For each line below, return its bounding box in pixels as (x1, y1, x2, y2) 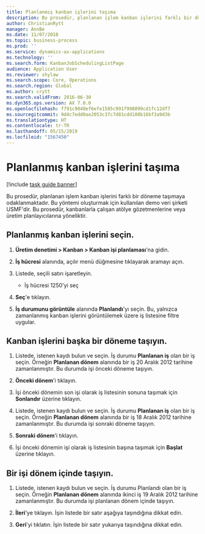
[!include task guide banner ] (6, 180, 77, 188)
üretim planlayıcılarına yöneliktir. (6, 212, 87, 219)
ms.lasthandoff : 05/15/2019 (6, 128, 78, 135)
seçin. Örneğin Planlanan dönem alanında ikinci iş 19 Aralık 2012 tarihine (15, 491, 198, 499)
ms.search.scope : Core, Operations (6, 77, 97, 83)
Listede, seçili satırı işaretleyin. (15, 270, 93, 277)
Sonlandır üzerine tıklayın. (15, 395, 82, 402)
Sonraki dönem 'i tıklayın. (15, 432, 79, 439)
